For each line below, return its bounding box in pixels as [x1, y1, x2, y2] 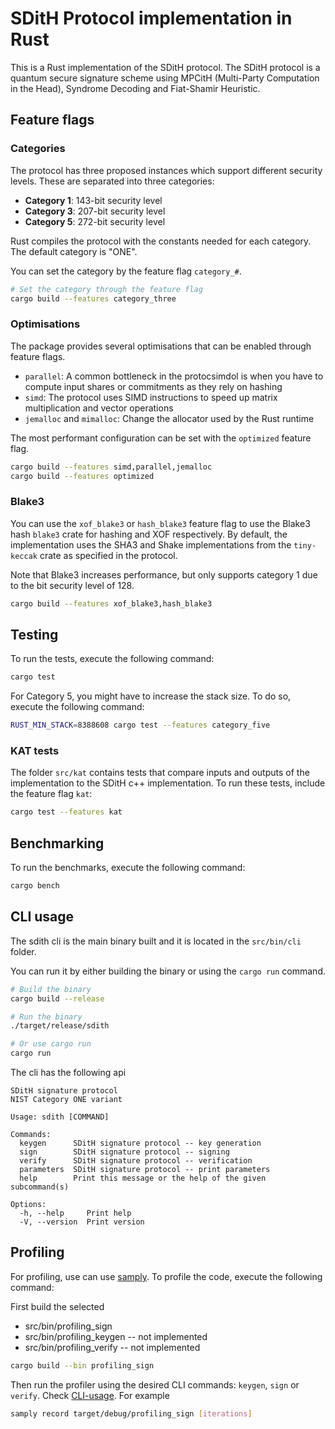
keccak [10, 551, 38, 561]
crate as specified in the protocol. [39, 549, 178, 561]
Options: [10, 1200, 47, 1210]
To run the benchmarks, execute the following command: [10, 862, 246, 874]
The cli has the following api [10, 1067, 127, 1079]
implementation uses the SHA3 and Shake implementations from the [10, 538, 292, 551]
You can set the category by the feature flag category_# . [10, 265, 242, 277]
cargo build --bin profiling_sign [10, 1360, 155, 1371]
